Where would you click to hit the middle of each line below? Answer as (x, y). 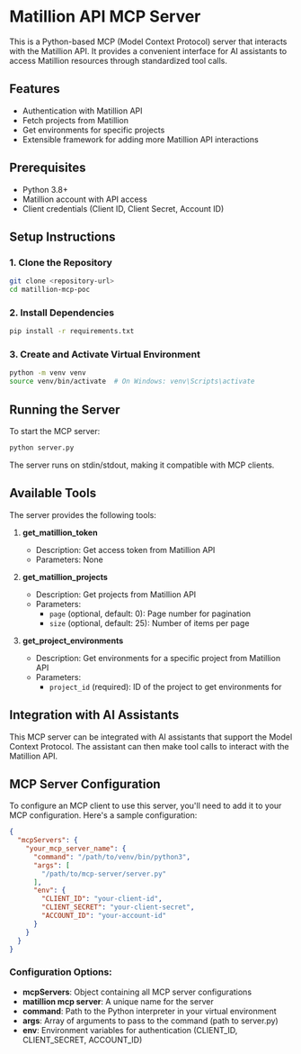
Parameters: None (69, 559)
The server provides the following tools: (83, 514)
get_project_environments (73, 641)
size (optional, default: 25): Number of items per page (149, 622)
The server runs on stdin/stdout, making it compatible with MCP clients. (142, 465)
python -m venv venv (48, 373)
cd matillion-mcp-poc (50, 290)
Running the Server (65, 409)
